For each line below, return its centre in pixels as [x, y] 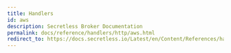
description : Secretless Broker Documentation [75, 26]
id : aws [18, 20]
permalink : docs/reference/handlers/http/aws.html [81, 33]
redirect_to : [26, 39]
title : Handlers [30, 13]
